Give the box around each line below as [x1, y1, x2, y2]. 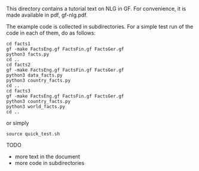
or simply [6, 120, 29, 126]
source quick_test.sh [6, 131, 60, 137]
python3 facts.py [6, 51, 50, 57]
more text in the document [14, 153, 81, 160]
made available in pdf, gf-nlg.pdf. [6, 11, 88, 19]
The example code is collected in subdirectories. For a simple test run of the [6, 23, 194, 30]
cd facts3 [6, 88, 31, 94]
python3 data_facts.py [6, 72, 63, 78]
